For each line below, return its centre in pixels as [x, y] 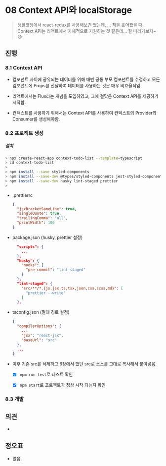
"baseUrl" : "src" [39, 340]
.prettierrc [22, 195]
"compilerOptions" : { [39, 326]
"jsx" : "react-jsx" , [42, 335]
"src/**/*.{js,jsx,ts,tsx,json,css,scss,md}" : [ [72, 288]
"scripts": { [30, 247]
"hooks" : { [33, 265]
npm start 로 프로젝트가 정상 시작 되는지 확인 [62, 385]
